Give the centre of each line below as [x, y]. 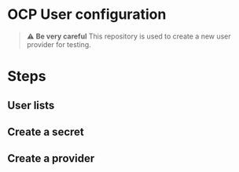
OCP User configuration [87, 15]
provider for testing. [59, 44]
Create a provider [51, 159]
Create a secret [46, 132]
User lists [31, 105]
